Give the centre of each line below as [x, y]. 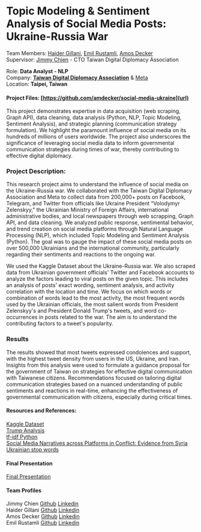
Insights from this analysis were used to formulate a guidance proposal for [98, 365]
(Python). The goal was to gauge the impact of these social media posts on [99, 242]
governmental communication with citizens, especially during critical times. [99, 397]
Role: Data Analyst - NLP [37, 71]
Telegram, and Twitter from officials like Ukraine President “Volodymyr [93, 204]
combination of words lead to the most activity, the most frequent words [95, 298]
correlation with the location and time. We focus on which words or [89, 292]
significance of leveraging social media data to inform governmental [90, 143]
